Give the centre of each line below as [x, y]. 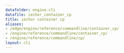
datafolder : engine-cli [30, 10]
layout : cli [18, 43]
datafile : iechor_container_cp [38, 15]
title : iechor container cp [35, 19]
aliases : [14, 24]
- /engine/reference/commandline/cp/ [45, 38]
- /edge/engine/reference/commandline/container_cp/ [62, 29]
